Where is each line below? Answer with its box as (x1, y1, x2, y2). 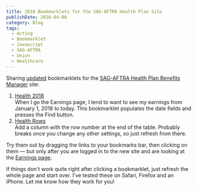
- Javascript (11, 42, 44, 48)
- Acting (11, 31, 33, 37)
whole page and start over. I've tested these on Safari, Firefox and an (6, 171, 174, 179)
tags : (6, 25, 19, 31)
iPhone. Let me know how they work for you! (6, 178, 115, 185)
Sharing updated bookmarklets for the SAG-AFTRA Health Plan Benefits (6, 75, 180, 82)
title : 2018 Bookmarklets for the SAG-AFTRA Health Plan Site (6, 8, 162, 15)
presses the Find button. (14, 111, 74, 118)
